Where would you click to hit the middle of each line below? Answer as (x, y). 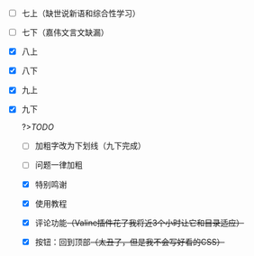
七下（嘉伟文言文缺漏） (65, 32)
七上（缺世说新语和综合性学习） (81, 13)
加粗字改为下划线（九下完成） (90, 146)
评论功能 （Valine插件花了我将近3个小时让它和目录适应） (140, 223)
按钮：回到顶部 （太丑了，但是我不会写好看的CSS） (130, 242)
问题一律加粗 (59, 165)
